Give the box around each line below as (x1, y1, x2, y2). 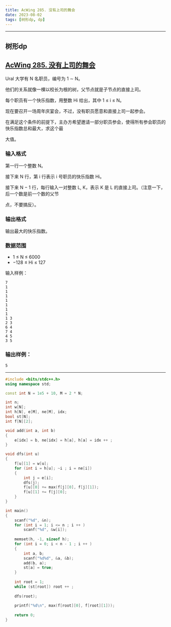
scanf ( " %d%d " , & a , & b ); (23, 556, 74, 561)
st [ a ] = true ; (23, 565, 53, 570)
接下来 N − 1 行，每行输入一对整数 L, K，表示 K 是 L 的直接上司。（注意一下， (5, 184, 165, 190)
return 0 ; (14, 613, 36, 618)
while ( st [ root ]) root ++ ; (14, 584, 74, 589)
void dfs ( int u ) (5, 451, 40, 457)
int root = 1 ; (14, 580, 44, 585)
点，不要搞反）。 (5, 201, 39, 207)
